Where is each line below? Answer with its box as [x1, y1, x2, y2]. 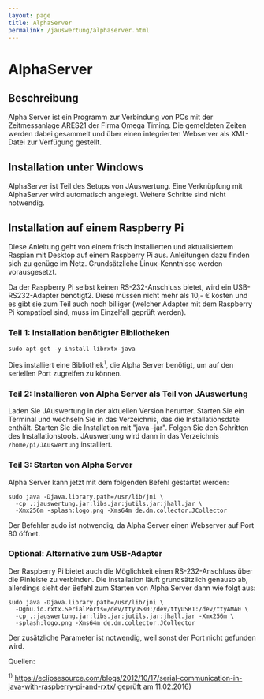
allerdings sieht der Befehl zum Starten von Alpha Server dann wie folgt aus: [8, 583, 256, 592]
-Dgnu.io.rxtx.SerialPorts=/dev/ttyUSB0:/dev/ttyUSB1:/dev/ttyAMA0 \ [15, 605, 248, 613]
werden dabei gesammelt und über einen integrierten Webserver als [8, 129, 230, 139]
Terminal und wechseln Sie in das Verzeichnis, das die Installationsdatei [8, 415, 242, 424]
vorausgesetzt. [8, 267, 58, 276]
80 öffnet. [8, 529, 41, 538]
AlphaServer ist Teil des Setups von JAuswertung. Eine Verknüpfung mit [8, 181, 243, 191]
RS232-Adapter [8, 291, 59, 300]
